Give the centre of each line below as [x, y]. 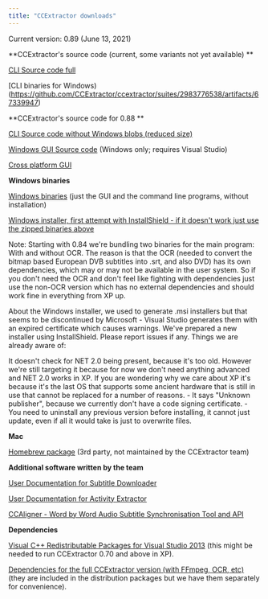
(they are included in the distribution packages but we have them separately [134, 578]
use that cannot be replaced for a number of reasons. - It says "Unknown [130, 395]
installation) [27, 204]
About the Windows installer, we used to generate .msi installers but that [128, 311]
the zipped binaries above [51, 228]
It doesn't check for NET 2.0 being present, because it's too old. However [130, 361]
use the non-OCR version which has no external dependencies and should [131, 287]
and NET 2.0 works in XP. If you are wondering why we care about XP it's [130, 378]
